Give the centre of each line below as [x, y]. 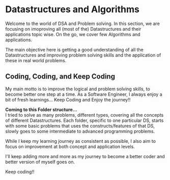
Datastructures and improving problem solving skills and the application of [83, 55]
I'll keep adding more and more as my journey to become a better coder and [85, 156]
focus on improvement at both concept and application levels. [70, 146]
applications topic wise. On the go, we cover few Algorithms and [73, 34]
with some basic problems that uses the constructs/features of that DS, [80, 125]
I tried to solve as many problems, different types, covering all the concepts [84, 115]
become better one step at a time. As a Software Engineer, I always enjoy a [84, 94]
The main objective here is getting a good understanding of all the [74, 49]
